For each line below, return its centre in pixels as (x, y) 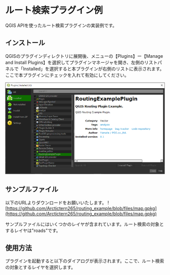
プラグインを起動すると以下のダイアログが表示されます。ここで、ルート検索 (85, 261)
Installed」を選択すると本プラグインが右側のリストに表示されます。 (93, 68)
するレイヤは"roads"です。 (33, 230)
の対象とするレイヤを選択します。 (40, 267)
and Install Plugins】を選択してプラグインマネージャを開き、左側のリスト (81, 62)
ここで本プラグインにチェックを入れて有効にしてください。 (67, 75)
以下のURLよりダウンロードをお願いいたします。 (56, 203)
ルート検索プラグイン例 (54, 10)
